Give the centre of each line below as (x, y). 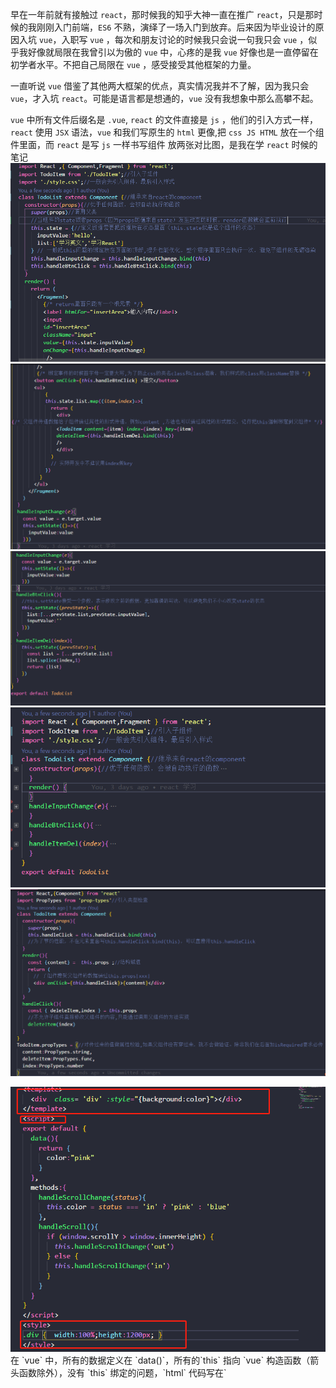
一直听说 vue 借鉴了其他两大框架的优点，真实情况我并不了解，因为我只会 (160, 86)
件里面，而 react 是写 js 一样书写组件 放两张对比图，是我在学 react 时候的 (164, 144)
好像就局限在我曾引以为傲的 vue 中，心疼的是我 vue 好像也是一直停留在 (173, 52)
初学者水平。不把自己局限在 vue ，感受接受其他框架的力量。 (133, 64)
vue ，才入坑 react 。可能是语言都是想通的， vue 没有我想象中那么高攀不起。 (164, 98)
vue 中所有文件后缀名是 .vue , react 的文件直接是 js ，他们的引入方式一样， (164, 119)
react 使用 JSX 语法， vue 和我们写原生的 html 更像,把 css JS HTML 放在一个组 (167, 132)
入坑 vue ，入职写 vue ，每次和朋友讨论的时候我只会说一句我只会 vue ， (163, 39)
